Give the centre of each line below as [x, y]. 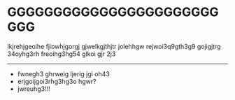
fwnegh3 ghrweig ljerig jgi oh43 [63, 73]
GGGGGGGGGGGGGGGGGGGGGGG [113, 12]
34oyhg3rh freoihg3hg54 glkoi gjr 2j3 [62, 54]
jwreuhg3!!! [34, 89]
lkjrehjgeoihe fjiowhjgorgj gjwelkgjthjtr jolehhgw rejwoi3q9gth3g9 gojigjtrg [114, 46]
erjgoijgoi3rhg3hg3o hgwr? [57, 81]
